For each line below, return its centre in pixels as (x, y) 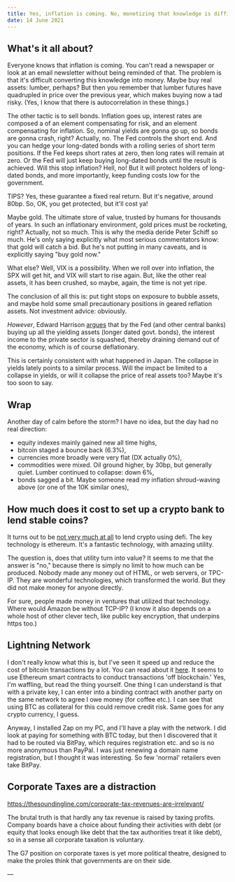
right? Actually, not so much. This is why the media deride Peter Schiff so (113, 232)
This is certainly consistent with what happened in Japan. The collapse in (113, 361)
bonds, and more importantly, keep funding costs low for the (113, 175)
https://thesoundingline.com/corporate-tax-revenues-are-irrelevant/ (106, 804)
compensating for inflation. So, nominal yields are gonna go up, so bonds (113, 131)
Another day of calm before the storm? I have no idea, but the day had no (113, 422)
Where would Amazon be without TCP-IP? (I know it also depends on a (109, 608)
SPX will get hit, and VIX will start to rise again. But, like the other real (107, 275)
